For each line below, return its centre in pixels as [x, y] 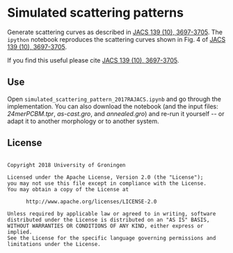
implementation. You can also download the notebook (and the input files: [113, 106]
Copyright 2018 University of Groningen [67, 165]
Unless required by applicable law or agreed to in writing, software [112, 213]
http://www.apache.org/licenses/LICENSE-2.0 [91, 202]
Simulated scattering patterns [96, 13]
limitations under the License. [54, 244]
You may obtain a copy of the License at [68, 189]
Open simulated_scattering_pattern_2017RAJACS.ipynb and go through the [114, 99]
